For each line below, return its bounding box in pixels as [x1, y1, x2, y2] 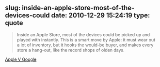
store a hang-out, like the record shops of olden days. [16, 47, 125, 53]
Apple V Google [5, 56, 37, 62]
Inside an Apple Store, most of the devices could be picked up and [16, 31, 150, 38]
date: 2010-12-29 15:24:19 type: [51, 12, 150, 20]
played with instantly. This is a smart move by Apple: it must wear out [16, 37, 156, 42]
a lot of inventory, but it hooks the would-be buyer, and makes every [16, 42, 154, 48]
